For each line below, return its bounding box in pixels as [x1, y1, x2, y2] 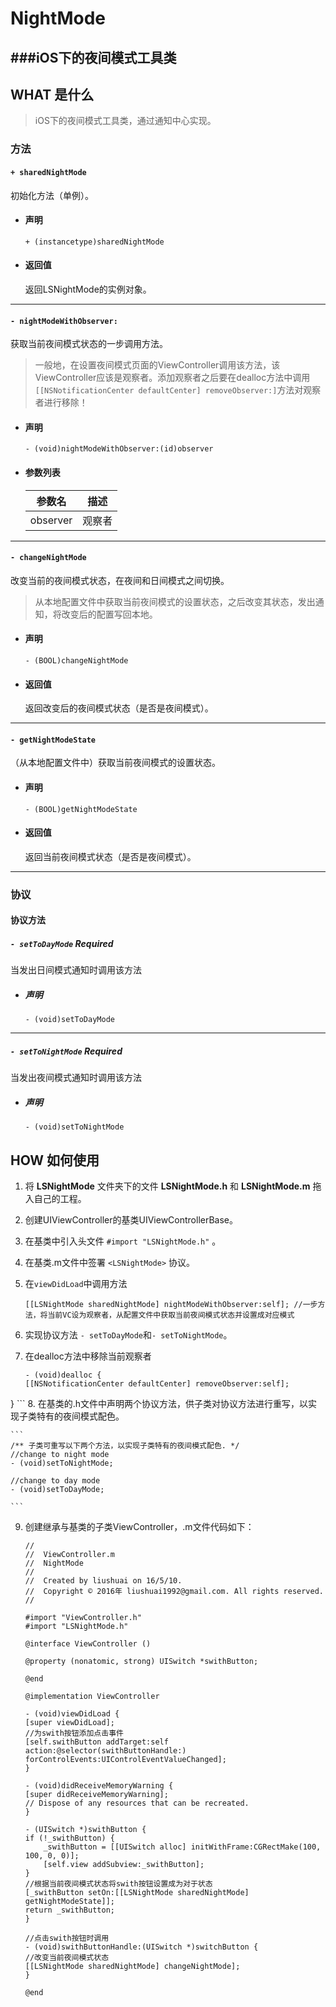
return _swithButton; [24, 1905, 115, 1915]
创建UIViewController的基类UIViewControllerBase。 [24, 1213, 239, 1226]
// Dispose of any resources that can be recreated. [24, 1798, 250, 1808]
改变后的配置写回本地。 [61, 608, 158, 620]
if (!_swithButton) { [24, 1833, 115, 1843]
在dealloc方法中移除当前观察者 [24, 1350, 152, 1362]
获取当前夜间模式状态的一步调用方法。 [10, 338, 168, 350]
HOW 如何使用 [10, 1152, 100, 1169]
